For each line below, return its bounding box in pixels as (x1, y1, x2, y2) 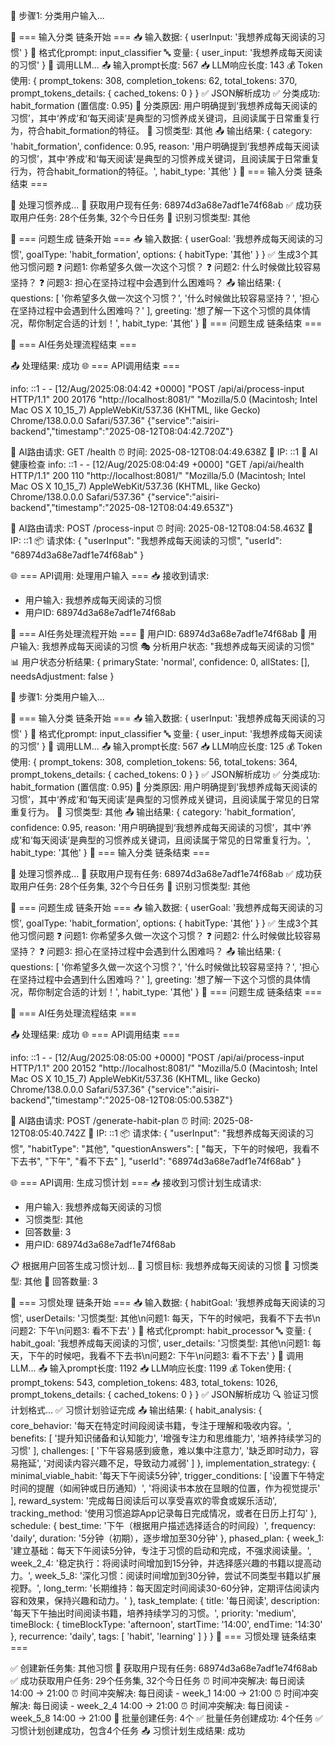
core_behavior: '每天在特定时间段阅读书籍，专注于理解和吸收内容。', (10, 1420, 292, 1431)
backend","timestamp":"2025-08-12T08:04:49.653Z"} (10, 502, 234, 513)
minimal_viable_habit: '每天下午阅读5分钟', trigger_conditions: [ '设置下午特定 (10, 1470, 325, 1481)
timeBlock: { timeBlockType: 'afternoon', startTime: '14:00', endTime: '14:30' (10, 1619, 323, 1630)
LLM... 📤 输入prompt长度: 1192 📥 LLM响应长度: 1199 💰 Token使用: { (10, 1362, 292, 1374)
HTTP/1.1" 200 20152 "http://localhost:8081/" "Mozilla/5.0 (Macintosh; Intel (10, 1062, 318, 1074)
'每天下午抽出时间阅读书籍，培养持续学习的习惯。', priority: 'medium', (10, 1607, 297, 1619)
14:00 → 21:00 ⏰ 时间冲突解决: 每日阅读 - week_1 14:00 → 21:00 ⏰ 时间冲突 (10, 1687, 319, 1699)
